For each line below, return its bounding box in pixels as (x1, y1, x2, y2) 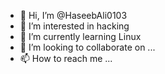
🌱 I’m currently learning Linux (19, 31, 142, 42)
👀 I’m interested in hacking (19, 20, 130, 32)
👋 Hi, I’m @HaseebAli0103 (19, 10, 128, 21)
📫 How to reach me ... (19, 53, 113, 64)
